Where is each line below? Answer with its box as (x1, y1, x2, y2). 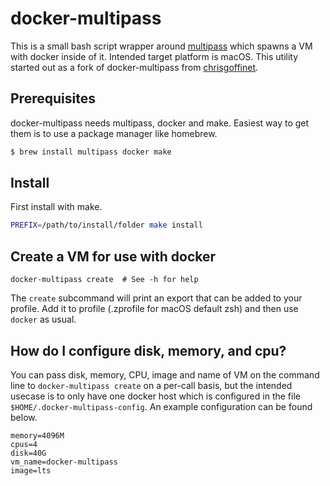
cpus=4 (10, 439, 38, 449)
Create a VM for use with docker (10, 248, 217, 265)
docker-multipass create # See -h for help (10, 275, 199, 285)
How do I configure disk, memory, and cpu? (10, 342, 287, 359)
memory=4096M (10, 430, 65, 441)
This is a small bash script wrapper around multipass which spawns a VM (10, 40, 313, 52)
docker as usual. (10, 313, 77, 326)
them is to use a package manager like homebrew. (10, 127, 218, 139)
